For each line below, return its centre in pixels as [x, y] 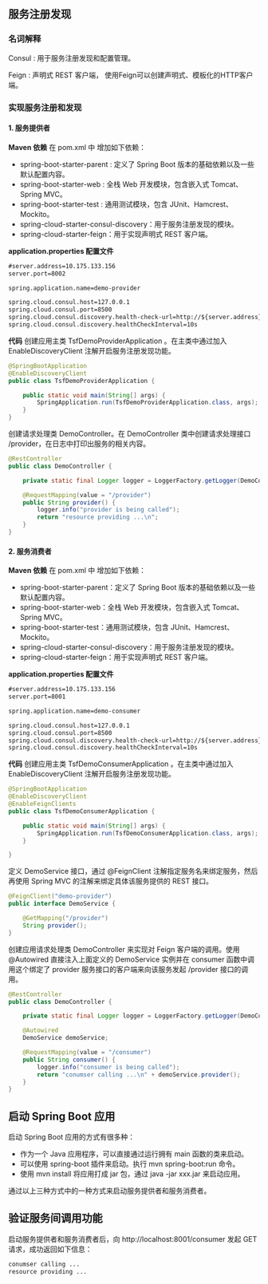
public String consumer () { [69, 1060]
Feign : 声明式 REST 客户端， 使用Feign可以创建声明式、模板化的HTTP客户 [131, 75]
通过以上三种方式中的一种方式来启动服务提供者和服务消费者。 [110, 1191]
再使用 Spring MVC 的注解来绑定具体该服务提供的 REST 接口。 [111, 881]
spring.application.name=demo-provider [75, 288]
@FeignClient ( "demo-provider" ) [60, 896]
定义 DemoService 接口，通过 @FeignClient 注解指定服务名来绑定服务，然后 [133, 871]
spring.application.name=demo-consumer [75, 711]
